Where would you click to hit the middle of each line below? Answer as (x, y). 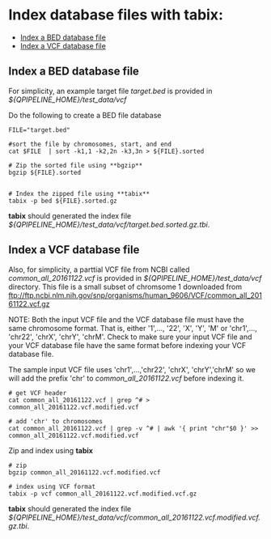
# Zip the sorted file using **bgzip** (76, 165)
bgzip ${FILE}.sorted (45, 172)
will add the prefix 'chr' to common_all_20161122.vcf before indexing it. (126, 378)
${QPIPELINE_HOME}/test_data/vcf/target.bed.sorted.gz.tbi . (109, 224)
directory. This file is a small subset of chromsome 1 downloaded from (125, 286)
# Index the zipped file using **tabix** (79, 193)
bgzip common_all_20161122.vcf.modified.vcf (85, 472)
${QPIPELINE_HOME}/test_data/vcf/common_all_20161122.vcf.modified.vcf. (135, 517)
